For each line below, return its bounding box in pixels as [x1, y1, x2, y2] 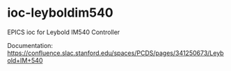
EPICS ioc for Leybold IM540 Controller [7, 28, 120, 36]
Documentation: [7, 41, 54, 49]
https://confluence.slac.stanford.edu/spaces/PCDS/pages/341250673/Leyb [7, 49, 224, 57]
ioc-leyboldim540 [7, 5, 113, 21]
